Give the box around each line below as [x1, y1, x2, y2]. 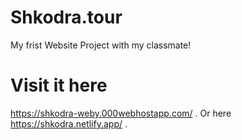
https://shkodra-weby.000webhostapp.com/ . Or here [10, 107, 232, 119]
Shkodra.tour [10, 6, 123, 29]
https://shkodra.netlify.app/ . [10, 117, 128, 130]
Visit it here [10, 74, 108, 97]
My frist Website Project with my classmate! [10, 39, 192, 51]
